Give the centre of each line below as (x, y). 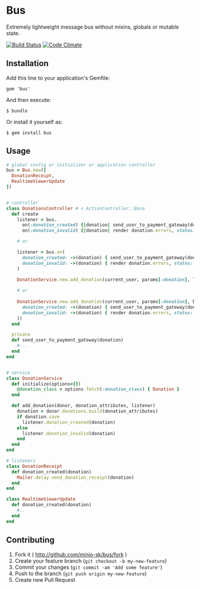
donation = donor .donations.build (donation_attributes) (88, 411)
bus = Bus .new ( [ (26, 170)
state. (13, 33)
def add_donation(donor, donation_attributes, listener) (84, 406)
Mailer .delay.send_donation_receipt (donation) (76, 478)
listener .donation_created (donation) (69, 422)
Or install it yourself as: (34, 122)
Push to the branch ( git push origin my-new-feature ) (81, 573)
